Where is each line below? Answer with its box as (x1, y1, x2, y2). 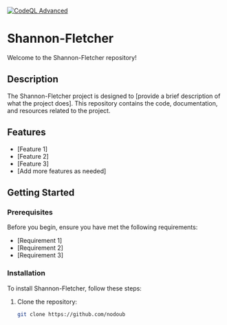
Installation (7, 268, 46, 278)
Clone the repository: (17, 297, 78, 306)
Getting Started (7, 186, 75, 198)
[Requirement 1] (17, 237, 63, 245)
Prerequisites (7, 207, 53, 217)
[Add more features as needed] (17, 166, 107, 175)
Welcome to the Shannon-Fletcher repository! (7, 53, 137, 61)
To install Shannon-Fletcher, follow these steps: (7, 284, 142, 293)
